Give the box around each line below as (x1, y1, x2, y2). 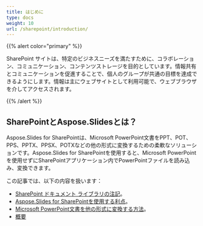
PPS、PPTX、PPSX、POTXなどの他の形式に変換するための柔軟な (6, 142, 171, 149)
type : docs (6, 15, 34, 21)
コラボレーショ (157, 55, 194, 63)
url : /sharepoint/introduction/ (6, 26, 88, 32)
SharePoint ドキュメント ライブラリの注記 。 (15, 190, 126, 197)
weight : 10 (6, 20, 34, 26)
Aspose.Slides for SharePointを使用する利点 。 (15, 198, 131, 205)
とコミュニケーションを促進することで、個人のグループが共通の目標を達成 (6, 70, 192, 78)
